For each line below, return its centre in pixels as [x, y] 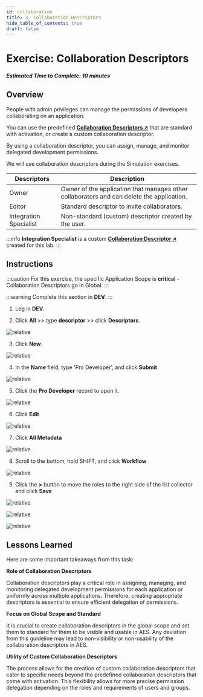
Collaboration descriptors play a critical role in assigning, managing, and [96, 583]
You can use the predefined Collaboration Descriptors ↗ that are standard [99, 127]
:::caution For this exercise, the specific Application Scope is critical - [93, 278]
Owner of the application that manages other [124, 189]
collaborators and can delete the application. [124, 196]
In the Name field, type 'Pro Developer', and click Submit [86, 367]
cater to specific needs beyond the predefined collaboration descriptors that [101, 675]
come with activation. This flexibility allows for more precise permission [95, 681]
